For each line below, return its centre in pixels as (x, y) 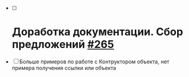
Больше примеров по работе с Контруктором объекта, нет (94, 62)
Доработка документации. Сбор (97, 32)
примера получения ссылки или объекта (64, 68)
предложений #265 (63, 45)
